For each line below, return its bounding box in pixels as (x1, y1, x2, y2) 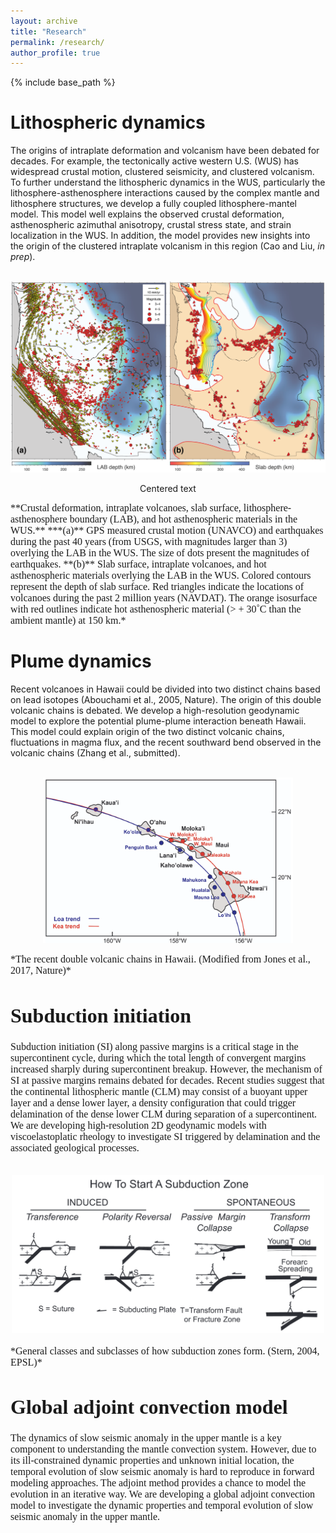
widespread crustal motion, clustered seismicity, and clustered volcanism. (10, 166, 315, 178)
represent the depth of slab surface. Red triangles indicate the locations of (10, 580, 305, 592)
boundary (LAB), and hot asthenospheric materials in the (69, 513, 298, 525)
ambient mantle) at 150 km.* (10, 614, 127, 626)
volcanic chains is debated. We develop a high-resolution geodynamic (10, 704, 300, 716)
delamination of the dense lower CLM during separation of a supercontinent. (10, 1108, 318, 1120)
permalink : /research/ (10, 37, 105, 47)
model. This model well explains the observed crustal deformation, (10, 208, 285, 220)
